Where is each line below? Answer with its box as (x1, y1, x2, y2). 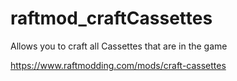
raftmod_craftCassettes (10, 7, 213, 30)
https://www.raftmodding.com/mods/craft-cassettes (10, 59, 227, 71)
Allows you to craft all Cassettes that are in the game (10, 40, 228, 52)
